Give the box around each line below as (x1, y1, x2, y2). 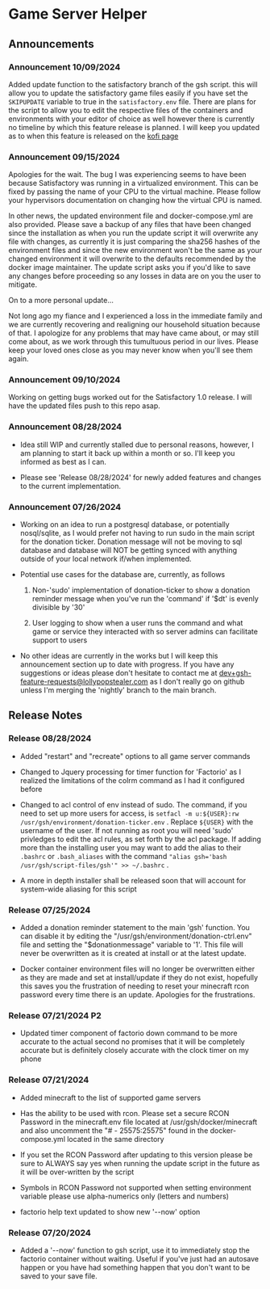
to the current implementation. (19, 481, 121, 491)
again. (8, 354, 30, 364)
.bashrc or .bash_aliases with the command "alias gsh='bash (19, 851, 227, 861)
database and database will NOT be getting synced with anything (19, 546, 238, 555)
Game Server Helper (8, 5, 147, 23)
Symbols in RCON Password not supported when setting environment (19, 1182, 251, 1192)
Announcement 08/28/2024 (8, 421, 123, 432)
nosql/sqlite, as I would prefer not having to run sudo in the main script (19, 529, 255, 538)
